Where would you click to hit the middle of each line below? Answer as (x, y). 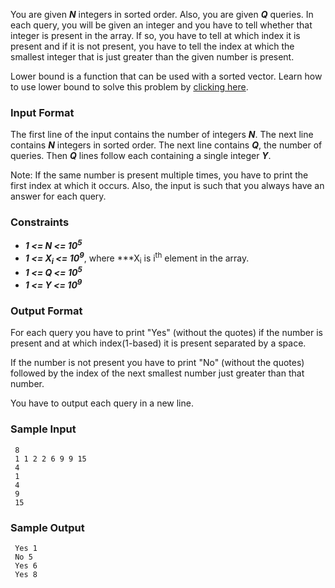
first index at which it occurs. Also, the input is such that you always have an (167, 186)
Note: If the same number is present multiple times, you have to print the (159, 175)
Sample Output (47, 527)
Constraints (40, 222)
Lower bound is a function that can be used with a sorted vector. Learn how (166, 76)
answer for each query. (58, 196)
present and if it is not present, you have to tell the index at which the (152, 46)
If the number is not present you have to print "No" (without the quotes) (157, 363)
